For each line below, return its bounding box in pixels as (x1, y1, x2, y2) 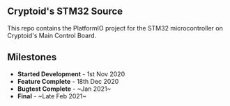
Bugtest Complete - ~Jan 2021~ (17, 85, 112, 93)
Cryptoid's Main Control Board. (7, 31, 97, 39)
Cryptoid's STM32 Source (7, 6, 123, 17)
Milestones (7, 51, 57, 63)
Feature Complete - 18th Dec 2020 (17, 77, 119, 85)
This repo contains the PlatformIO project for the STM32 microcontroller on (7, 24, 223, 32)
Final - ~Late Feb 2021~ (17, 91, 87, 100)
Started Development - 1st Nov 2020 (17, 69, 125, 78)
